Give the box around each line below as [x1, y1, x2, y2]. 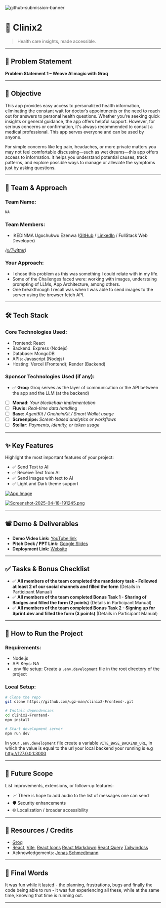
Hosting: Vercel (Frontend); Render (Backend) [12, 361, 106, 367]
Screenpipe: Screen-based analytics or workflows [12, 416, 116, 422]
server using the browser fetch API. [12, 292, 85, 298]
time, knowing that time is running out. [5, 893, 83, 899]
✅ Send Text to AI [12, 464, 48, 470]
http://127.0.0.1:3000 [5, 750, 46, 756]
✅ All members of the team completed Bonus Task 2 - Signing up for [12, 605, 156, 611]
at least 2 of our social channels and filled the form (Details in [12, 584, 140, 590]
